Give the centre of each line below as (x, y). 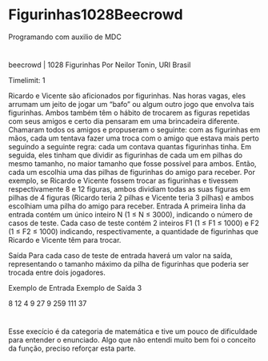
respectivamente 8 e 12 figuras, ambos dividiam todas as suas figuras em (129, 189)
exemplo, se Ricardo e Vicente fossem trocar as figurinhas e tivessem (123, 180)
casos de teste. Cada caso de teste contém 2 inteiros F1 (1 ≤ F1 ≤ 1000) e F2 (134, 223)
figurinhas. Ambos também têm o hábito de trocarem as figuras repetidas (129, 113)
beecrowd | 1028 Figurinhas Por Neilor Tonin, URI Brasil (100, 65)
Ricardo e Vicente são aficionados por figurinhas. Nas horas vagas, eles (127, 96)
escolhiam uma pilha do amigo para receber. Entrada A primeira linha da (127, 206)
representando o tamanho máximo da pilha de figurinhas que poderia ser (129, 264)
